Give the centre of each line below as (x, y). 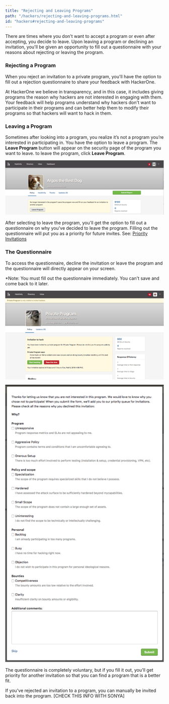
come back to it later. (27, 283)
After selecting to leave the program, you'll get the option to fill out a (76, 223)
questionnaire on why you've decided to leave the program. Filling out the (81, 228)
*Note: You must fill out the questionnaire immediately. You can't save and (82, 278)
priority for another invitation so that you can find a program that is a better (83, 675)
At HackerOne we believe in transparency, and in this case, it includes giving (84, 91)
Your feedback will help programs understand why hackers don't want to (81, 102)
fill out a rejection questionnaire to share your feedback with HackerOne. (80, 82)
